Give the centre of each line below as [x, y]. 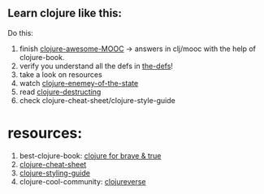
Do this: [21, 32]
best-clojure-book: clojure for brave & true [90, 155]
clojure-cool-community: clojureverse [83, 181]
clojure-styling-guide [55, 173]
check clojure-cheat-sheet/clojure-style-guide [97, 100]
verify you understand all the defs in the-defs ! [96, 66]
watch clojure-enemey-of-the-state [79, 83]
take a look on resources [61, 74]
